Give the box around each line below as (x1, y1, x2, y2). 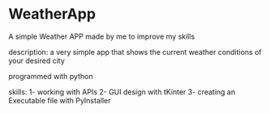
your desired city (8, 56, 65, 65)
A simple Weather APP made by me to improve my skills (8, 31, 195, 41)
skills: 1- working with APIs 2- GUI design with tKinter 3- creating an (8, 86, 236, 97)
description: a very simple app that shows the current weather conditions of (8, 47, 262, 56)
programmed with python (8, 71, 93, 81)
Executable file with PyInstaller (8, 95, 111, 105)
